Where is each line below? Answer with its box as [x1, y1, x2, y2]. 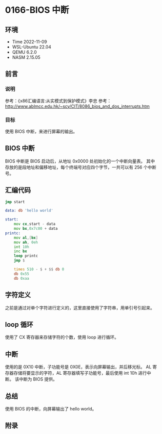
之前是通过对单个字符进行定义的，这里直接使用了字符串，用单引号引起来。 [5, 305, 155, 311]
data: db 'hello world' [5, 208, 54, 213]
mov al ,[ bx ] [14, 235, 38, 240]
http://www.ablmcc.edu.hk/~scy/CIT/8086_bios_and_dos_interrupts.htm [5, 103, 150, 109]
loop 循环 [5, 320, 33, 329]
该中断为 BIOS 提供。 [14, 376, 58, 382]
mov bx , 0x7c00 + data [14, 226, 58, 231]
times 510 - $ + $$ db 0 [14, 267, 64, 272]
